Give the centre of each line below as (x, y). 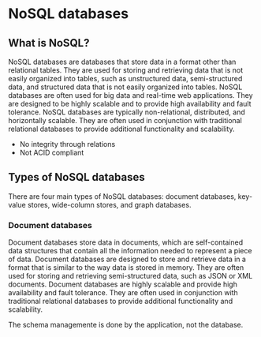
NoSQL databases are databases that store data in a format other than (122, 62)
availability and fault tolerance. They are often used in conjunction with (123, 293)
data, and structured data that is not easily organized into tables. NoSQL (125, 87)
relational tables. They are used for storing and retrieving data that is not (126, 70)
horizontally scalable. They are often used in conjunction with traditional (125, 120)
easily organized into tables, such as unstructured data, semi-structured (125, 79)
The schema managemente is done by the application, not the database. (126, 325)
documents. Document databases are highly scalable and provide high (123, 284)
